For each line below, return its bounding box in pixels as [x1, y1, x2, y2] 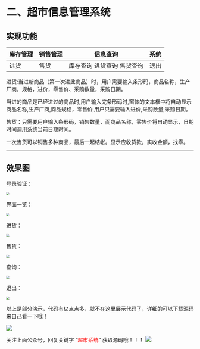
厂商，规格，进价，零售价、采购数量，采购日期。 [6, 86, 126, 92]
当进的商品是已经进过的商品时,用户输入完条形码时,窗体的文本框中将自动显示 [6, 98, 192, 105]
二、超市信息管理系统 [6, 5, 111, 19]
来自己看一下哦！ [6, 312, 48, 319]
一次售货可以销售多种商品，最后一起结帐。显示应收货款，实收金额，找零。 [6, 138, 189, 145]
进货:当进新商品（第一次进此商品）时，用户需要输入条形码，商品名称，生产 [6, 78, 190, 85]
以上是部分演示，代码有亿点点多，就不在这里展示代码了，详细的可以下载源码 [6, 305, 194, 312]
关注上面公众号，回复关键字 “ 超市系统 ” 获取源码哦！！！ [6, 336, 145, 343]
